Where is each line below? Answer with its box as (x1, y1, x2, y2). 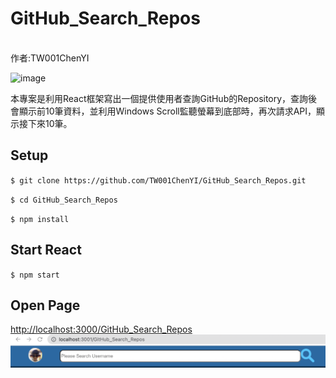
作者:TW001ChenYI (10, 52, 90, 64)
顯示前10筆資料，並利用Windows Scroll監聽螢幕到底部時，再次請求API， (18, 105, 317, 117)
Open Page (10, 297, 81, 314)
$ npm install (10, 214, 70, 224)
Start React (10, 242, 82, 259)
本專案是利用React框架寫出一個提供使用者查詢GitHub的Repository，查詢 (10, 92, 309, 104)
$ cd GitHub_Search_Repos (10, 195, 118, 205)
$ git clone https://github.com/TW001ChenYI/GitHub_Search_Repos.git (10, 175, 307, 186)
